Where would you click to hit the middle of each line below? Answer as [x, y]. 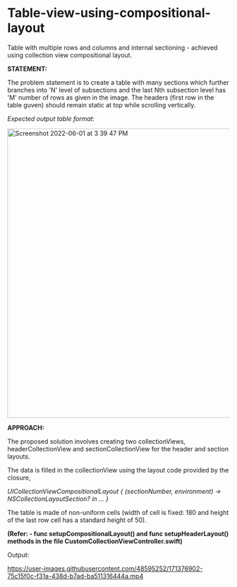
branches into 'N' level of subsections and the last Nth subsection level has [117, 90]
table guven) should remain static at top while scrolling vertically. [102, 105]
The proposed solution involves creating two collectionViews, [96, 441]
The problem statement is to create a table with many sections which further [118, 82]
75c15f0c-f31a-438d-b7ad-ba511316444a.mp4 [75, 576]
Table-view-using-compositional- [109, 13]
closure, [19, 478]
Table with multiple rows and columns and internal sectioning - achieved [113, 47]
